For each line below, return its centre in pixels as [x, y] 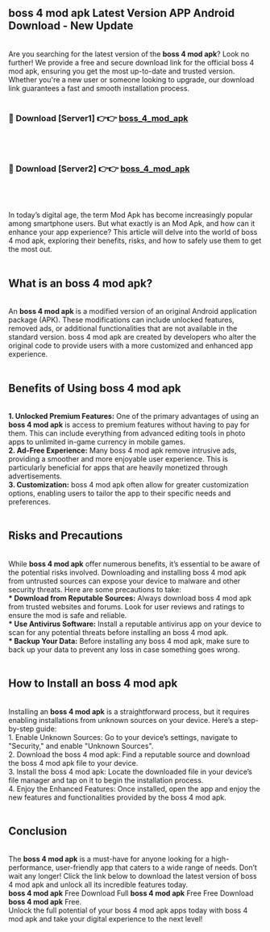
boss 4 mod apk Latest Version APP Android [122, 13]
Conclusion [38, 832]
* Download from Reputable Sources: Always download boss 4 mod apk [130, 598]
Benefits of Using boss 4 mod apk [95, 388]
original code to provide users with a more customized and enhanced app [131, 345]
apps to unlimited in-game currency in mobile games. [97, 442]
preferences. [29, 502]
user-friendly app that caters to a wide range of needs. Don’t [156, 867]
